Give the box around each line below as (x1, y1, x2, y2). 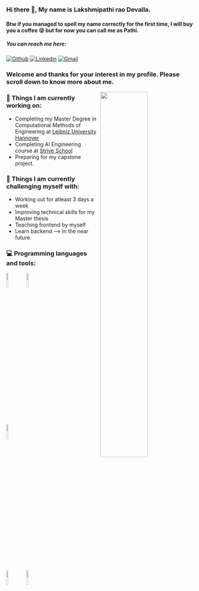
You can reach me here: (6, 40, 67, 47)
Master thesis (14, 215, 49, 222)
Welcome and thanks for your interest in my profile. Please (6, 70, 180, 79)
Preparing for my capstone (14, 153, 81, 161)
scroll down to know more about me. (6, 78, 114, 86)
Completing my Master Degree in (14, 115, 97, 122)
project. (14, 159, 34, 167)
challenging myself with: (6, 182, 79, 191)
